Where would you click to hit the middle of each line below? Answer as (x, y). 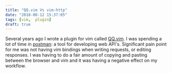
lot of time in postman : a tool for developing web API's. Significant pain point (86, 44)
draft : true (18, 24)
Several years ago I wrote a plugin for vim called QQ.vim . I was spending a (84, 39)
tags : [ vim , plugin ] (28, 19)
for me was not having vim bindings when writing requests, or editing (78, 50)
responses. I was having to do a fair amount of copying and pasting (76, 55)
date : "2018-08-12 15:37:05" (36, 15)
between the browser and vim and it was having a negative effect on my (81, 60)
